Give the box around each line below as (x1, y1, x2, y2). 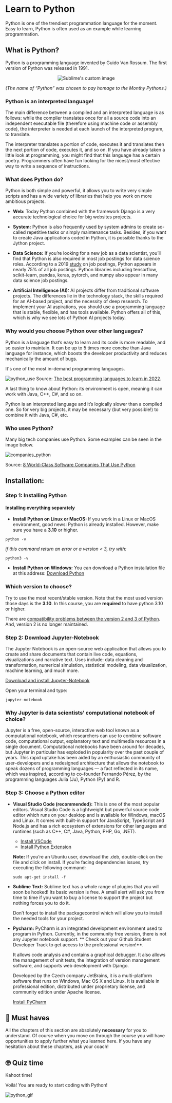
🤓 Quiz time (5, 1058, 44, 1067)
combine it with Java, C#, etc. (5, 412, 68, 418)
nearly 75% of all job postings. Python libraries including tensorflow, (12, 267, 158, 273)
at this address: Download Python (12, 570, 85, 576)
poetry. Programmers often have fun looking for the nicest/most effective (5, 158, 160, 164)
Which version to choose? (5, 583, 72, 590)
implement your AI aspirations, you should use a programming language (12, 304, 165, 310)
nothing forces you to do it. (12, 900, 70, 906)
